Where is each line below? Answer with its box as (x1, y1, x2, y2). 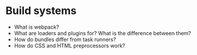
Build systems (5, 4, 77, 18)
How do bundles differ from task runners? (14, 36, 117, 43)
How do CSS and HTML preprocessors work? (14, 42, 125, 49)
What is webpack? (14, 23, 60, 30)
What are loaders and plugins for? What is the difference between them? (14, 29, 192, 36)
